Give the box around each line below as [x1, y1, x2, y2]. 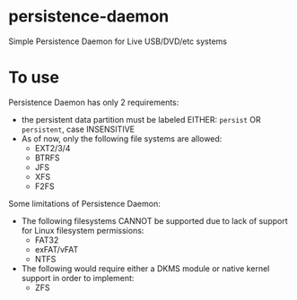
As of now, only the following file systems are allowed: [21, 133, 223, 144]
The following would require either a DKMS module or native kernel [21, 262, 270, 274]
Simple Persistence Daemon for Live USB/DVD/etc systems [8, 36, 228, 47]
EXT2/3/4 [34, 142, 71, 153]
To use [8, 67, 60, 88]
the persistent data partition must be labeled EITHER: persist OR [21, 114, 261, 124]
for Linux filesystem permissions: [21, 225, 144, 236]
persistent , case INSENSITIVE [21, 124, 135, 134]
